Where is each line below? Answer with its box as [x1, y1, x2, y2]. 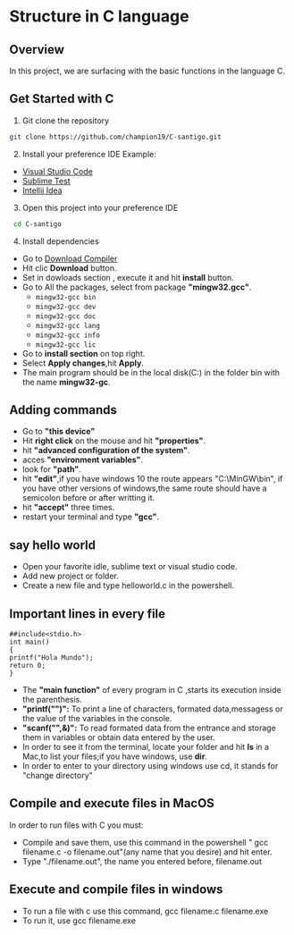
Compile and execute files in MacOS [9, 796, 214, 811]
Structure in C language [9, 6, 189, 27]
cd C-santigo [13, 219, 63, 229]
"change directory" [21, 771, 94, 780]
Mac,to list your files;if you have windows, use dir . [21, 751, 208, 762]
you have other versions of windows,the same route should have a [21, 483, 267, 493]
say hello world [9, 537, 97, 552]
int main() [9, 637, 50, 646]
